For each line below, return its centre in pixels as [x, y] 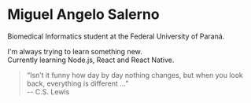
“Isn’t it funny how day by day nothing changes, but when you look [135, 75]
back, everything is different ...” [78, 83]
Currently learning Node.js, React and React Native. [91, 60]
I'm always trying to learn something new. [75, 51]
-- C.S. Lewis [48, 91]
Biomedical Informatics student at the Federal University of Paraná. [116, 36]
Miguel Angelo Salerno [83, 15]
